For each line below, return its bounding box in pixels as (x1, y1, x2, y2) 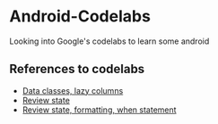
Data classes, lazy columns (22, 85, 124, 95)
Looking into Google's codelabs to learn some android (9, 36, 210, 46)
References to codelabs (9, 62, 145, 77)
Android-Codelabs (9, 6, 151, 27)
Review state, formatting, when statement (22, 104, 177, 115)
